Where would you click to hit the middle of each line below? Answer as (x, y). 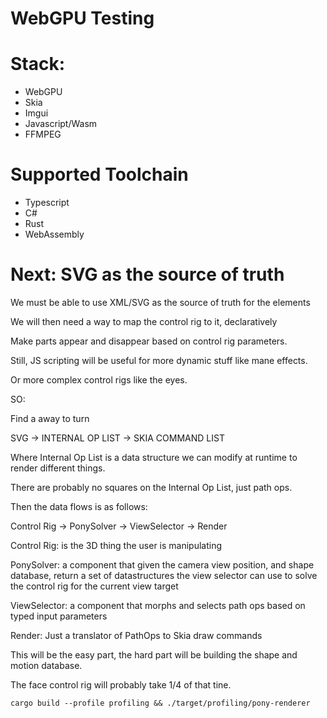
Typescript (47, 203)
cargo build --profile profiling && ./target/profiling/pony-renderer (160, 703)
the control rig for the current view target (94, 586)
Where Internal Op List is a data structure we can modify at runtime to (154, 457)
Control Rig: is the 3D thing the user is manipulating (116, 545)
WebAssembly (54, 234)
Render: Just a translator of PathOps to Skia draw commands (136, 635)
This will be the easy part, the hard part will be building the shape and (154, 655)
